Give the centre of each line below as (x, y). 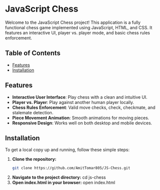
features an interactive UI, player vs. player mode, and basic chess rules (78, 33)
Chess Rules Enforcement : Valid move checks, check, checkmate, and (84, 107)
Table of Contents (33, 53)
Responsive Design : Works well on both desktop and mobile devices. (82, 123)
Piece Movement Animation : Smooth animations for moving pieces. (81, 118)
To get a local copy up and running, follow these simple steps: (67, 150)
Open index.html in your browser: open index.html (64, 183)
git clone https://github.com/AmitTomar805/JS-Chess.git (71, 168)
